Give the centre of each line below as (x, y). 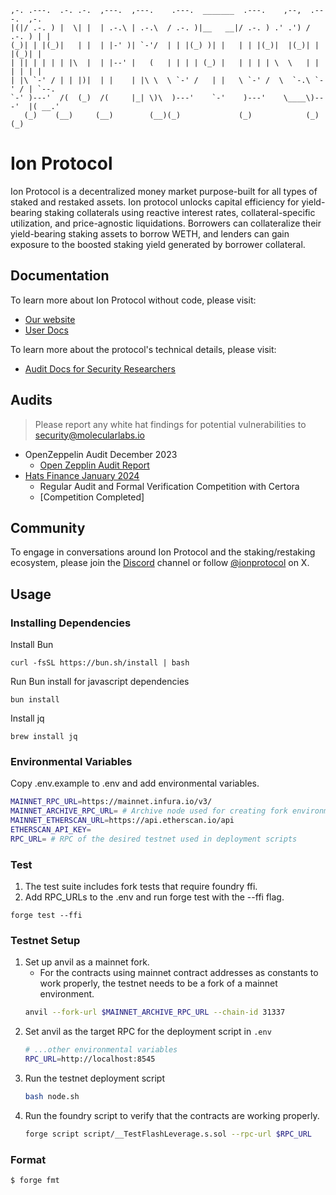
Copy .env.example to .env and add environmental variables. (135, 783)
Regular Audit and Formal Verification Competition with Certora (169, 486)
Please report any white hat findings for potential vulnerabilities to (170, 424)
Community (48, 527)
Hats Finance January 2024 (82, 475)
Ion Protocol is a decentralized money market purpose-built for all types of (164, 191)
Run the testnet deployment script (95, 1078)
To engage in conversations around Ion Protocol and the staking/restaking (163, 552)
